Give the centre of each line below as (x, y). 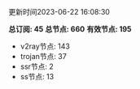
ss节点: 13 (37, 76)
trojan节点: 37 (43, 56)
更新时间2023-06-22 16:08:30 (59, 12)
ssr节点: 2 (37, 66)
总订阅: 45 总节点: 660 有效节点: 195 (70, 29)
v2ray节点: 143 (45, 46)
